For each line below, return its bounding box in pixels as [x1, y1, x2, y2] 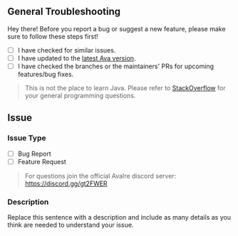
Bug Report [17, 149, 51, 158]
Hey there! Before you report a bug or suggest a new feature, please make [7, 24, 226, 33]
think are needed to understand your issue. [7, 220, 134, 230]
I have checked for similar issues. [17, 45, 116, 54]
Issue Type [7, 133, 46, 143]
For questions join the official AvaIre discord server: [24, 171, 177, 180]
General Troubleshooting [7, 6, 121, 18]
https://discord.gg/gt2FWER [24, 179, 108, 188]
